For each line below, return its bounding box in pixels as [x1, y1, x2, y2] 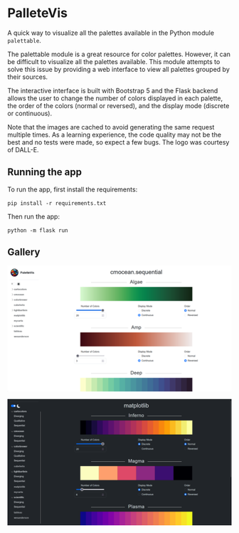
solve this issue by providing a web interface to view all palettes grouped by [7, 65, 230, 73]
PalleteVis [7, 5, 68, 21]
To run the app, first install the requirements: [7, 185, 138, 194]
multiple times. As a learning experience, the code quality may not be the [7, 130, 222, 139]
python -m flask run [7, 226, 69, 234]
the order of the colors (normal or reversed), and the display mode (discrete [7, 101, 230, 110]
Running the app [7, 166, 82, 179]
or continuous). [7, 109, 52, 117]
